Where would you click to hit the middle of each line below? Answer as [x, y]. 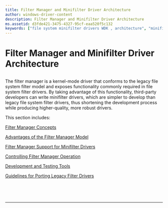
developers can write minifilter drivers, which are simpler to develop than [80, 97]
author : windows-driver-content [39, 15]
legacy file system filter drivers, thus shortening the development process [81, 102]
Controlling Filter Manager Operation [43, 156]
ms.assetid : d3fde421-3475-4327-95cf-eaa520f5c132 [59, 24]
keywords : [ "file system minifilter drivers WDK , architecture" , [76, 29]
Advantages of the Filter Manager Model [47, 137]
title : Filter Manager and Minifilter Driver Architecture [68, 10]
